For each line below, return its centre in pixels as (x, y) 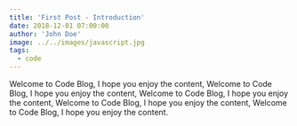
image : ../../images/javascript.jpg (77, 42)
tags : (19, 51)
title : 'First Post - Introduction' (77, 17)
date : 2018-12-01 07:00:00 (59, 26)
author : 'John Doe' (45, 34)
